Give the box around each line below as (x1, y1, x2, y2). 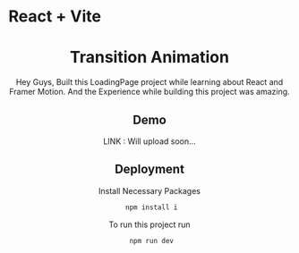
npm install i (125, 203, 178, 212)
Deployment (114, 162, 185, 177)
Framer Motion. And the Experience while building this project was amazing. (9, 87, 290, 97)
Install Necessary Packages (98, 185, 201, 196)
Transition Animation (69, 47, 230, 68)
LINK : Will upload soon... (103, 136, 196, 147)
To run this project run (108, 219, 191, 230)
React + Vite (8, 6, 102, 27)
